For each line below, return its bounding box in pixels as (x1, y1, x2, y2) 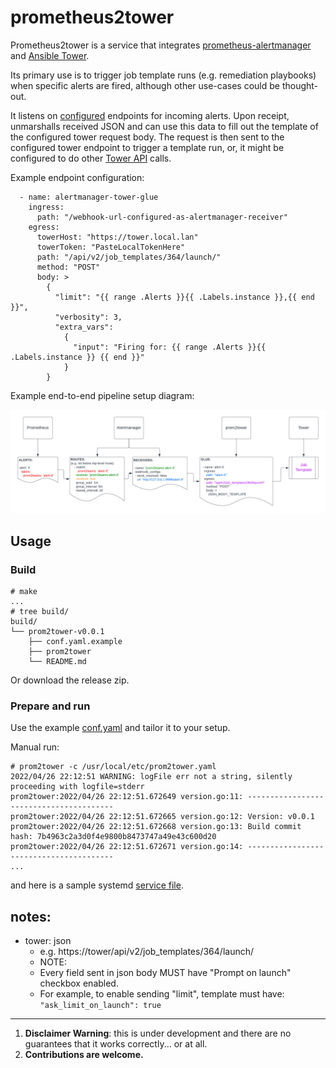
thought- (281, 79, 319, 91)
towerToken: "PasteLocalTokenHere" (36, 242, 186, 252)
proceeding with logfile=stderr (10, 782, 145, 792)
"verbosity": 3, (54, 312, 123, 322)
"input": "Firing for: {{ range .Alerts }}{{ (73, 342, 267, 352)
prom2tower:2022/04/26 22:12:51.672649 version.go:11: (10, 792, 244, 802)
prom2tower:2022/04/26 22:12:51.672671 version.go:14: (10, 842, 244, 852)
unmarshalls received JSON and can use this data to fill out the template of (10, 120, 319, 132)
